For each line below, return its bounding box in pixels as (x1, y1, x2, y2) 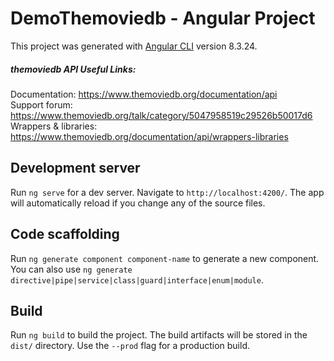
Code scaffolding (10, 226, 120, 243)
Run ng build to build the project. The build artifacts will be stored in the (10, 329, 308, 341)
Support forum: (10, 98, 73, 111)
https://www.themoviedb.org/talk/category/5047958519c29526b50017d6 (10, 109, 313, 121)
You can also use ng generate (10, 263, 133, 275)
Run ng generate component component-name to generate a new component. (10, 252, 320, 264)
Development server (10, 160, 141, 177)
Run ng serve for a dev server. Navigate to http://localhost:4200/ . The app (10, 186, 325, 198)
